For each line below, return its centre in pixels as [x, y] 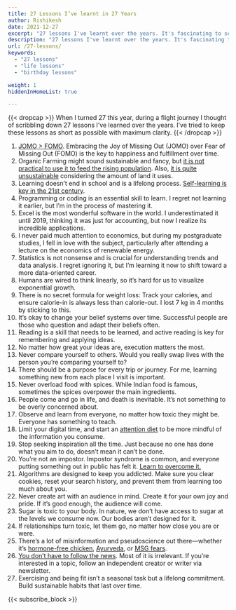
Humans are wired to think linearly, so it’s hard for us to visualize [111, 280]
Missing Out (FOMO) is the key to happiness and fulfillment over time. [118, 154]
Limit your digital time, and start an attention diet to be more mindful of [120, 429]
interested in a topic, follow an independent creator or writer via [110, 563]
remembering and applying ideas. [67, 340]
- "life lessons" [40, 66]
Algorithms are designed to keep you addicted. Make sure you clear [116, 474]
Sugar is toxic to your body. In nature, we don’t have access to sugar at [120, 511]
